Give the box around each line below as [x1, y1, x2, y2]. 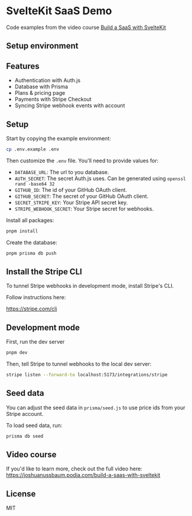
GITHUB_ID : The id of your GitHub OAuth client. [14, 186, 127, 193]
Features [6, 61, 40, 71]
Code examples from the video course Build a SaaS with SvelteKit [6, 24, 167, 31]
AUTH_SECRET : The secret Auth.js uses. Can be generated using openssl [14, 175, 186, 182]
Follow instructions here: [6, 294, 66, 301]
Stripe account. [6, 410, 44, 417]
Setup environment [6, 41, 79, 51]
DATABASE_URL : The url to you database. [14, 168, 109, 175]
